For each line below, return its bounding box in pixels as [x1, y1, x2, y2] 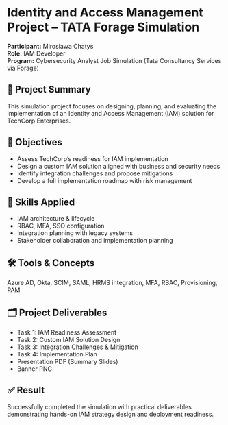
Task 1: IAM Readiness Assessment [16, 328, 117, 337]
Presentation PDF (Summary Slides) [16, 358, 118, 365]
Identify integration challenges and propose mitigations [16, 169, 173, 178]
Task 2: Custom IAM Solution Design [16, 336, 121, 343]
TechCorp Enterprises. [7, 117, 71, 125]
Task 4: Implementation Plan [16, 350, 98, 358]
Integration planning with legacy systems [16, 229, 134, 237]
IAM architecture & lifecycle [16, 215, 95, 223]
